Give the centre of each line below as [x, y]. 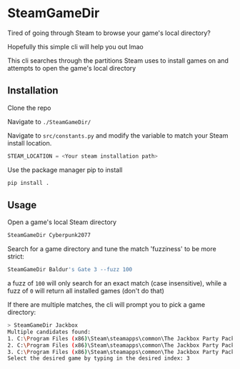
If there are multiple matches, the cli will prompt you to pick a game [106, 305]
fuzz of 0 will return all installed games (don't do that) [86, 291]
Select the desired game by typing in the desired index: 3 [99, 358]
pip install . [29, 183]
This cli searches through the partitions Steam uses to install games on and [118, 60]
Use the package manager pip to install [65, 170]
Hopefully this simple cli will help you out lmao [76, 46]
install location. [30, 143]
